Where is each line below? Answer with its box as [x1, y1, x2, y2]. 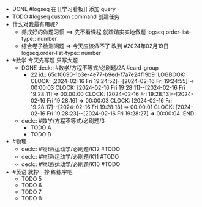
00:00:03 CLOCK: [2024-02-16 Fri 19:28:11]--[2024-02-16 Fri [30, 84, 185, 91]
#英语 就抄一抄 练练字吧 [12, 169, 73, 175]
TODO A [30, 124, 52, 131]
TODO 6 [21, 182, 42, 189]
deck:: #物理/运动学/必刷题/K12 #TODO [21, 145, 121, 153]
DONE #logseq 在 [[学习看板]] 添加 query [12, 5, 116, 12]
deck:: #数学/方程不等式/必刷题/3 [21, 117, 105, 124]
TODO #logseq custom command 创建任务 [12, 13, 120, 20]
